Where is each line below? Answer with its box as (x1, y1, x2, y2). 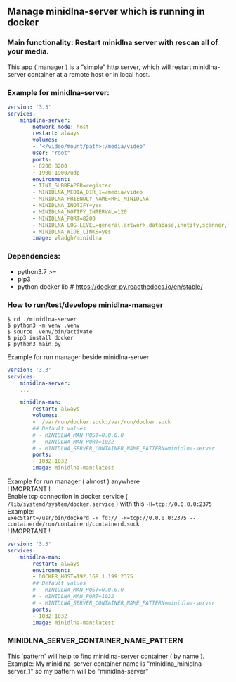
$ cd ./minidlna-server (7, 316, 77, 323)
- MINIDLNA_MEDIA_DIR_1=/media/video (32, 189, 143, 196)
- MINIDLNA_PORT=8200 (32, 215, 96, 222)
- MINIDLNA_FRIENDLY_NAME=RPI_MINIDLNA (32, 195, 150, 203)
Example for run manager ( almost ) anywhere (7, 477, 140, 485)
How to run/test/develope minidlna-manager (7, 299, 164, 309)
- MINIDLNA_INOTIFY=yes (32, 202, 102, 209)
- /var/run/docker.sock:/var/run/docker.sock (32, 418, 171, 426)
